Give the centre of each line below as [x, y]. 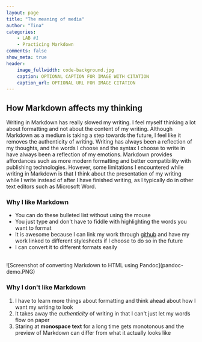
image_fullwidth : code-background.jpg [66, 70]
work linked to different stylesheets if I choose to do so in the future [99, 241]
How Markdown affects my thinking [75, 108]
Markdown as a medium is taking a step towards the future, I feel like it [94, 135]
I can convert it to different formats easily [66, 247]
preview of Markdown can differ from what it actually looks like [93, 332]
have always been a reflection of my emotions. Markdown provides [89, 154]
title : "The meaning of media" [45, 19]
